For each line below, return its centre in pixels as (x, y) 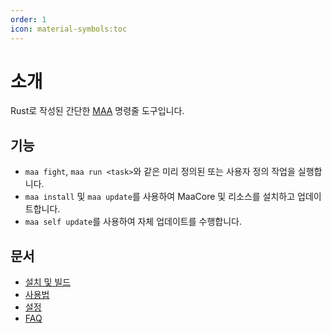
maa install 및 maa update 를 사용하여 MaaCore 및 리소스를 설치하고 (160, 197)
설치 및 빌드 (48, 282)
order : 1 (28, 19)
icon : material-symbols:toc (69, 29)
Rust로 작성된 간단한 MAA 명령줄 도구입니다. (97, 111)
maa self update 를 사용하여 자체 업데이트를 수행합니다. (133, 222)
